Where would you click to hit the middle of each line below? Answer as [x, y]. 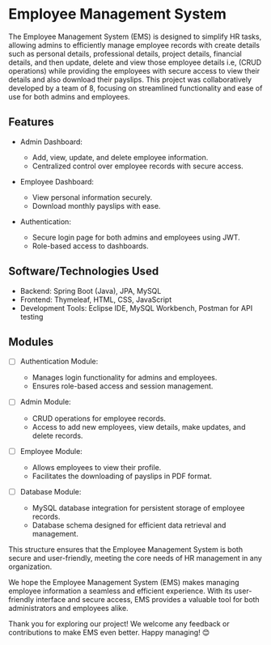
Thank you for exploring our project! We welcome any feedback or [119, 623]
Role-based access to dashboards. [91, 246]
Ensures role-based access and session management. [123, 386]
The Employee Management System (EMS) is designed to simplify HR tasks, [135, 36]
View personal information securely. [92, 197]
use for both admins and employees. [70, 96]
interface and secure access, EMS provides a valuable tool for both [148, 599]
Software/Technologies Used [84, 272]
